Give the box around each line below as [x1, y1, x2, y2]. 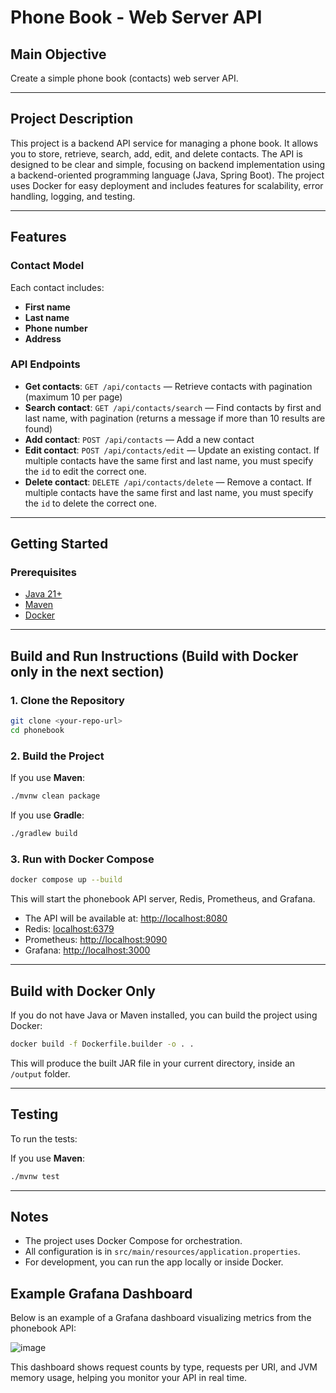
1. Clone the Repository [10, 693, 125, 707]
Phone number [24, 322, 88, 334]
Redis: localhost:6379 [24, 923, 115, 935]
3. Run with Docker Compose [10, 852, 155, 866]
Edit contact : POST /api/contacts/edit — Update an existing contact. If [24, 444, 320, 456]
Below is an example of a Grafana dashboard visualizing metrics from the [10, 1312, 312, 1324]
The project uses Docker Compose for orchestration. [24, 1235, 243, 1247]
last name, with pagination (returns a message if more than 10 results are [24, 412, 326, 424]
